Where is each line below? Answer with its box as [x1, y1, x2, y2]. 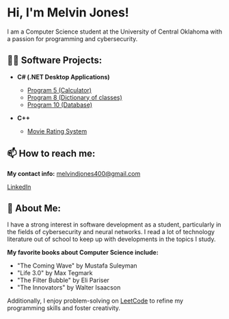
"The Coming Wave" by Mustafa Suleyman [16, 261, 138, 270]
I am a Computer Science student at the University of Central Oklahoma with [7, 27, 222, 36]
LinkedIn [7, 183, 31, 191]
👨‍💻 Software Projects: [7, 55, 103, 66]
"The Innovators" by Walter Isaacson [16, 283, 121, 292]
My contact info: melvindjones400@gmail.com [7, 169, 141, 177]
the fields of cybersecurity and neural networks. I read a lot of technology [7, 228, 215, 236]
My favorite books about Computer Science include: [7, 248, 159, 257]
